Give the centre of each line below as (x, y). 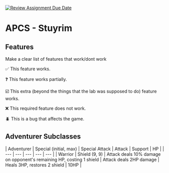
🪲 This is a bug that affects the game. (45, 119)
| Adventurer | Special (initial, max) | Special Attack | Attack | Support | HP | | (85, 149)
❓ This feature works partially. (36, 79)
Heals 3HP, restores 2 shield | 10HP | (43, 165)
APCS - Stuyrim (39, 28)
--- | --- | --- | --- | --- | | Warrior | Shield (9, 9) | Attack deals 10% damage (83, 154)
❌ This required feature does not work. (46, 108)
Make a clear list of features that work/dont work (56, 59)
